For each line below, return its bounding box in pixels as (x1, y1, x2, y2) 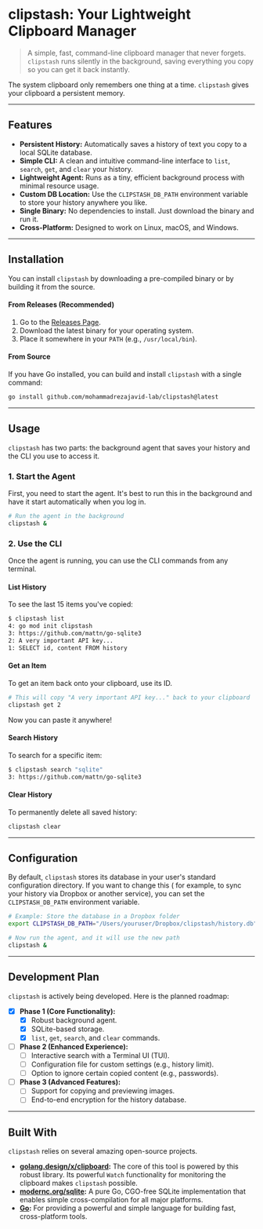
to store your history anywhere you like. (19, 198, 147, 207)
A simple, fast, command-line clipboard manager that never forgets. (27, 48, 247, 57)
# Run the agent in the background (8, 512, 124, 520)
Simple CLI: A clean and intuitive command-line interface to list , (19, 155, 231, 166)
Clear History (8, 790, 52, 800)
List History (8, 582, 47, 592)
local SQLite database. (19, 148, 92, 157)
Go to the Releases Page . (19, 317, 102, 326)
